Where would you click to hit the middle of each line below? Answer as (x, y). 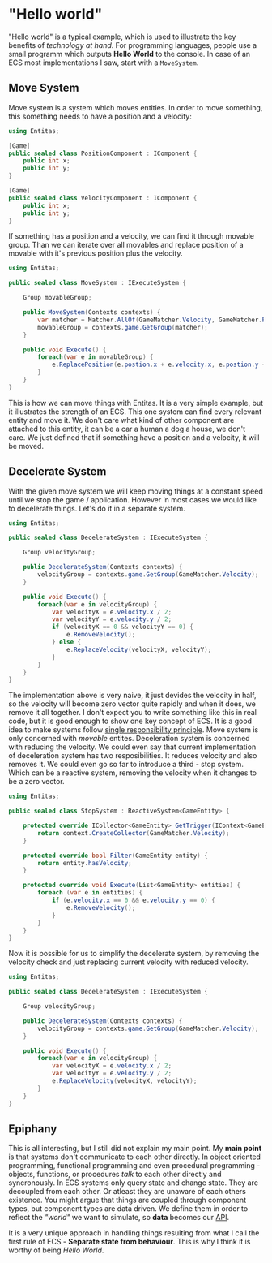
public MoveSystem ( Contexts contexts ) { (92, 313)
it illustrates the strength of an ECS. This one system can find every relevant (135, 412)
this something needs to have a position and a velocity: (100, 116)
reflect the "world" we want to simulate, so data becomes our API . (119, 1218)
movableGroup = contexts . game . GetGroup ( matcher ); (123, 327)
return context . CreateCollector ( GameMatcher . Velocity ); (134, 833)
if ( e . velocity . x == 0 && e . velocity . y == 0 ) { (134, 901)
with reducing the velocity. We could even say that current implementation (132, 747)
